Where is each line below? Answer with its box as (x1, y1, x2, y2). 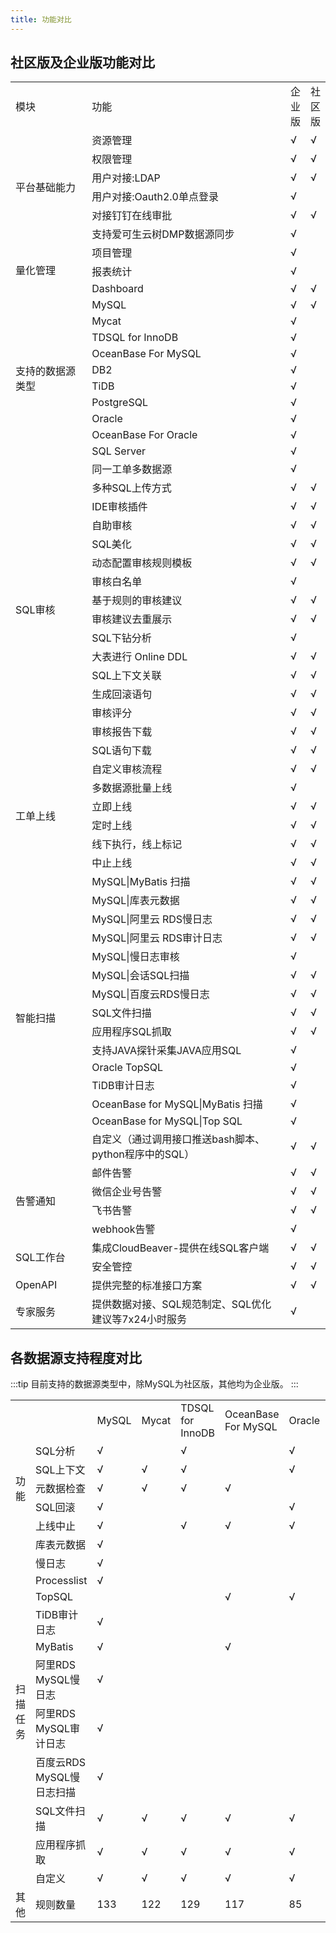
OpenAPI (15, 1278, 58, 1292)
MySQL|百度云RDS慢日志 (91, 987, 210, 1001)
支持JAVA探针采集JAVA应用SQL (91, 1044, 242, 1058)
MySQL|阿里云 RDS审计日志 (91, 931, 223, 945)
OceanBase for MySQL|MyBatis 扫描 (91, 1097, 263, 1111)
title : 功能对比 (10, 14, 72, 25)
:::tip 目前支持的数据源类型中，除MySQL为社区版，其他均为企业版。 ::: (10, 1378, 299, 1390)
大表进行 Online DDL (91, 650, 188, 664)
